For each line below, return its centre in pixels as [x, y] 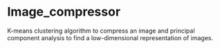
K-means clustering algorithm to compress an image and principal [101, 31]
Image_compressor [64, 12]
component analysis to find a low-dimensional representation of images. [110, 37]
